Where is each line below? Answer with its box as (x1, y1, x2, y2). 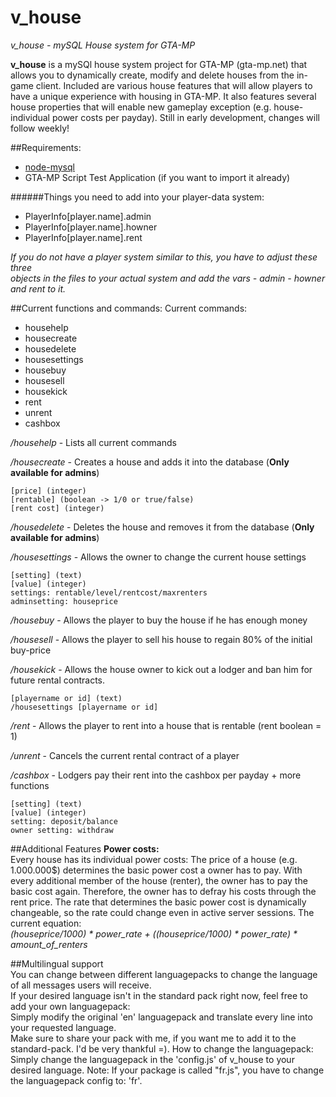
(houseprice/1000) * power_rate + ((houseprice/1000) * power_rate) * (10, 927, 298, 940)
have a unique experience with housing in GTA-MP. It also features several (10, 90, 317, 102)
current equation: (10, 917, 82, 929)
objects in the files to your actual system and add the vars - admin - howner (10, 272, 326, 284)
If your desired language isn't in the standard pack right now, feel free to (10, 989, 308, 1001)
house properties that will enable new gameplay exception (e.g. (10, 101, 272, 113)
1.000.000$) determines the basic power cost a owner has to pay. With (10, 864, 303, 876)
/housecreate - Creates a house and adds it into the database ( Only (10, 456, 290, 468)
